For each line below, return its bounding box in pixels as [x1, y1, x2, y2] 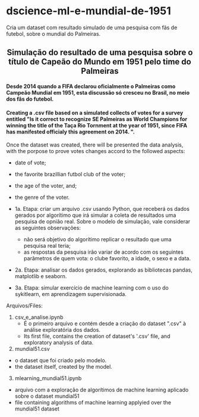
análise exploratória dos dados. [23, 326, 101, 334]
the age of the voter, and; [14, 182, 77, 189]
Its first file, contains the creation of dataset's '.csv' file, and [23, 332, 170, 340]
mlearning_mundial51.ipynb [14, 375, 82, 382]
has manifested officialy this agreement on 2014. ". [6, 128, 135, 135]
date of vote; [14, 159, 46, 166]
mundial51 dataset [14, 405, 59, 412]
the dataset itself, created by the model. [14, 363, 113, 371]
